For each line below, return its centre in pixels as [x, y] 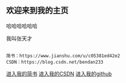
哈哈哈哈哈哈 [22, 26]
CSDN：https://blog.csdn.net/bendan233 [55, 62]
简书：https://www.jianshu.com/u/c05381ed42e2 [63, 56]
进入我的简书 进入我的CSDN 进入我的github [59, 74]
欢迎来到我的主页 [37, 11]
